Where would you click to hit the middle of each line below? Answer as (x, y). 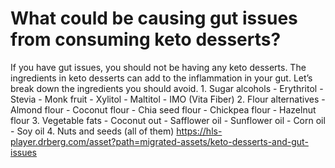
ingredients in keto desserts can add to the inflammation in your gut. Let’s (161, 78)
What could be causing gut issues (154, 18)
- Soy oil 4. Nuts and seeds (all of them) (92, 131)
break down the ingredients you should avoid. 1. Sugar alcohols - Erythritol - (167, 88)
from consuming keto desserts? (146, 39)
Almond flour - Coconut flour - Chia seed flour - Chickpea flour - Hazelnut (163, 109)
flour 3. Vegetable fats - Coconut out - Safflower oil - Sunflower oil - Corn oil (168, 120)
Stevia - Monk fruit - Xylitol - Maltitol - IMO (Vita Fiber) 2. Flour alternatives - (168, 99)
